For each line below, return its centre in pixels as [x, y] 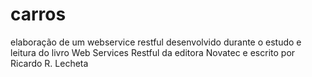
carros [38, 14]
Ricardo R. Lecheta [49, 63]
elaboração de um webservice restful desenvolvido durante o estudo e [156, 42]
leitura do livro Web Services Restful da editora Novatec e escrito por [153, 52]
